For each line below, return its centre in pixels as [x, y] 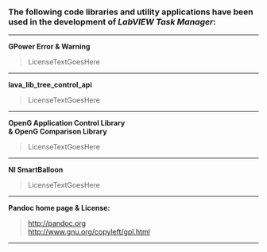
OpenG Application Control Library [67, 123]
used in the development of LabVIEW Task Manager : [112, 21]
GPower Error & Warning [49, 47]
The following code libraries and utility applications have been [131, 12]
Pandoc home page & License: [59, 208]
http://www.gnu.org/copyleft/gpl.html [89, 232]
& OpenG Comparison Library [58, 132]
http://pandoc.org [56, 223]
